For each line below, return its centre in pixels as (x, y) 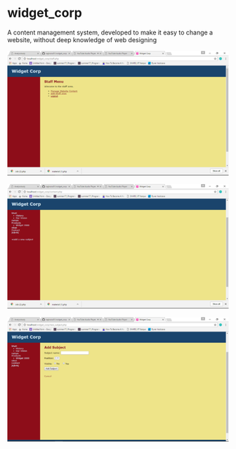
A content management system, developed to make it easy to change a (110, 32)
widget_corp (45, 13)
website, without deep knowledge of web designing (82, 39)
